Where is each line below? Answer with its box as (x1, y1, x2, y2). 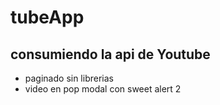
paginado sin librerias (24, 72, 114, 84)
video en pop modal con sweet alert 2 (24, 83, 182, 95)
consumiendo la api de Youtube (10, 46, 211, 63)
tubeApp (10, 6, 85, 29)
